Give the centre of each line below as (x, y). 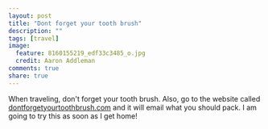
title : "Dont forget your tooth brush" (75, 23)
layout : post (30, 16)
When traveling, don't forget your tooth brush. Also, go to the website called (134, 98)
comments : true (34, 69)
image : (19, 46)
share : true (28, 76)
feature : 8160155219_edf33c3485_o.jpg (81, 53)
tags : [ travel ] (34, 38)
